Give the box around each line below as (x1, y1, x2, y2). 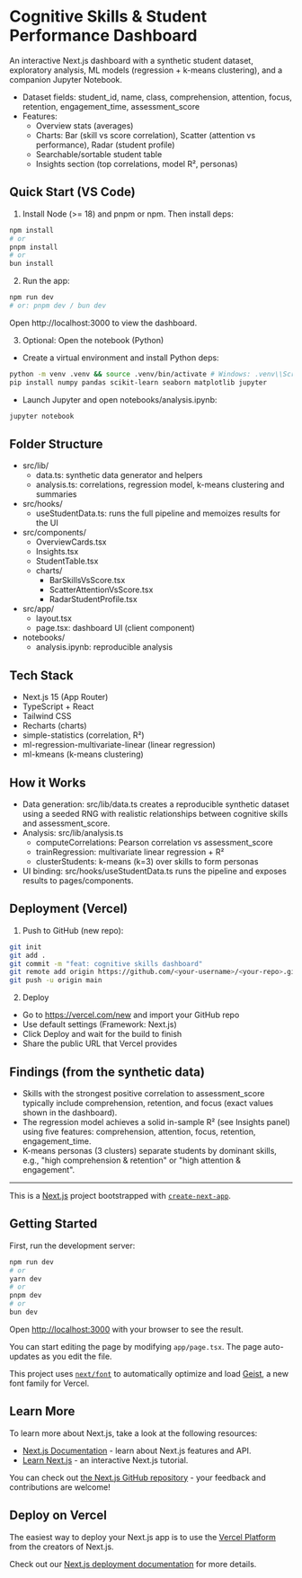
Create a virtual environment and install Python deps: (22, 352, 219, 363)
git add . (9, 951, 47, 960)
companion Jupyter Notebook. (9, 74, 123, 84)
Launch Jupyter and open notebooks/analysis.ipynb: (22, 394, 218, 405)
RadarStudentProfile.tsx (49, 594, 138, 605)
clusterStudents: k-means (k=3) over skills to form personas (35, 855, 259, 866)
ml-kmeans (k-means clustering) (22, 749, 144, 760)
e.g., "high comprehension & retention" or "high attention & (22, 1155, 241, 1166)
